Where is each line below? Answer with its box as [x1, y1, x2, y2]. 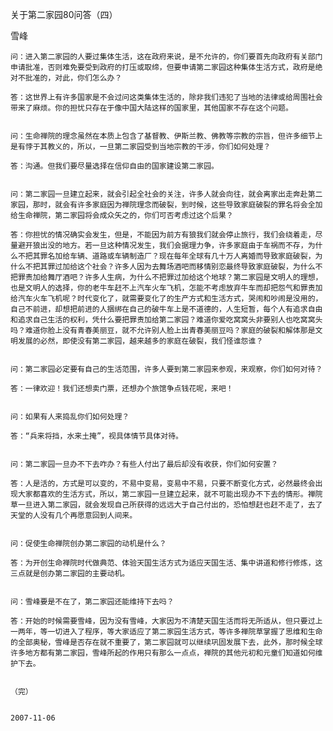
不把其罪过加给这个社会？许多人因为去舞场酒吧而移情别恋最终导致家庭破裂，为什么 [24, 262, 316, 272]
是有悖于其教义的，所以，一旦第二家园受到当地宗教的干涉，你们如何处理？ [10, 142, 272, 152]
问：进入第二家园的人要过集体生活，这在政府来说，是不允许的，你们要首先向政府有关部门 [10, 52, 323, 62]
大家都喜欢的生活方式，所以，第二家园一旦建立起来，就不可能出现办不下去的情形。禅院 [17, 489, 323, 499]
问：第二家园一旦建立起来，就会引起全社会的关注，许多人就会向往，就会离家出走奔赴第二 [10, 189, 323, 199]
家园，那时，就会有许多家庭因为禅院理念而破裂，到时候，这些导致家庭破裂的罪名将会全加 [10, 200, 323, 210]
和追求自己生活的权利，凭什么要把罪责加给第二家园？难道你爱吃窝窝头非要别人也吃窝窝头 [10, 315, 323, 325]
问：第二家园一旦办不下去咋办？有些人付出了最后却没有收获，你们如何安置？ [10, 459, 279, 469]
